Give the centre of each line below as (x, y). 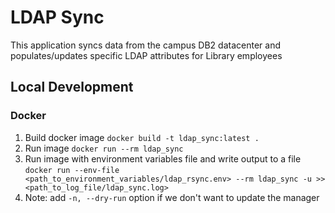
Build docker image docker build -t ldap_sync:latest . (142, 137)
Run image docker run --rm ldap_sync (104, 148)
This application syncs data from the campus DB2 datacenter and (145, 45)
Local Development (72, 87)
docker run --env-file (72, 170)
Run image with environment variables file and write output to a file (163, 158)
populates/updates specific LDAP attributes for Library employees (146, 55)
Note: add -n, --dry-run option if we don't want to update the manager (172, 197)
